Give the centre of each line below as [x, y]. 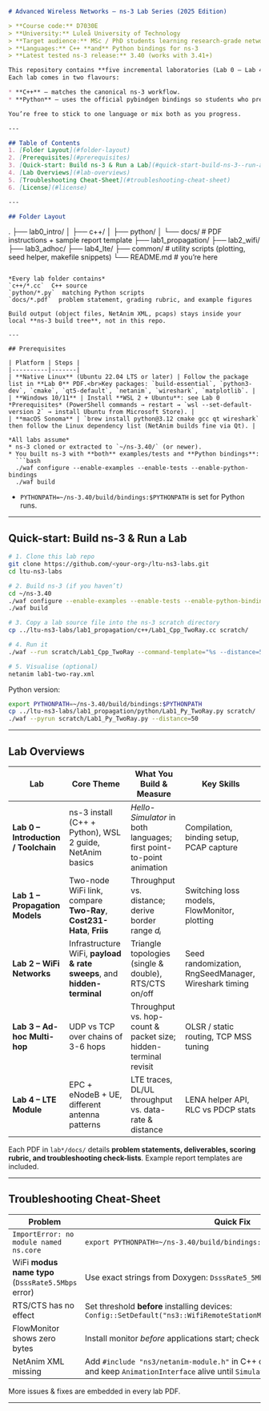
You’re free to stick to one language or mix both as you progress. [125, 114]
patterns [85, 1125]
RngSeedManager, [220, 973]
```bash [28, 461]
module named [37, 1242]
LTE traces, [152, 1079]
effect [23, 1315]
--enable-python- [220, 468]
